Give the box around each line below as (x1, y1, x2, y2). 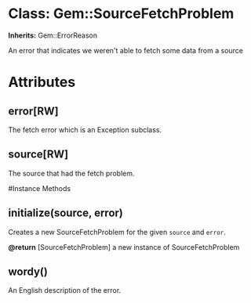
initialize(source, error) (8, 207, 124, 220)
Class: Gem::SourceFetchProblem (8, 5, 235, 23)
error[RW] (8, 104, 59, 117)
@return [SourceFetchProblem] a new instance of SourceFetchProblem (8, 242, 240, 251)
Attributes (8, 74, 76, 91)
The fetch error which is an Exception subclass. (8, 124, 162, 134)
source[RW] (8, 148, 69, 161)
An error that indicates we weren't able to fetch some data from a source (8, 45, 244, 55)
